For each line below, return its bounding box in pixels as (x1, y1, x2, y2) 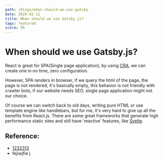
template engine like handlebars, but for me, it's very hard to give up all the (5, 108, 156, 114)
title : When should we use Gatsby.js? (5, 16, 84, 21)
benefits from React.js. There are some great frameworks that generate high (5, 113, 159, 119)
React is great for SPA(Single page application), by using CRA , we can (5, 63, 146, 69)
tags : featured (5, 21, 36, 26)
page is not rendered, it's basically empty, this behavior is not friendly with (5, 83, 155, 89)
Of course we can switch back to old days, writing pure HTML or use (5, 102, 143, 108)
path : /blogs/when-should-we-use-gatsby (5, 7, 89, 12)
